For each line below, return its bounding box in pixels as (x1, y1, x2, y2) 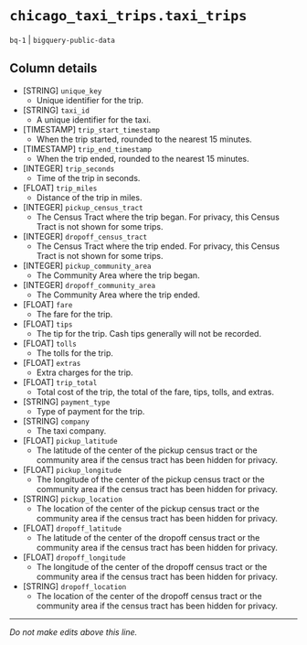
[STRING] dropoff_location (22, 580, 127, 592)
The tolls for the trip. (36, 347, 114, 359)
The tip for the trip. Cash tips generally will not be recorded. (36, 328, 262, 339)
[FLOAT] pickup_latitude (22, 435, 118, 446)
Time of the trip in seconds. (36, 172, 141, 183)
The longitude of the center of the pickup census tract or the (36, 474, 265, 485)
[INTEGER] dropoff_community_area (22, 279, 156, 290)
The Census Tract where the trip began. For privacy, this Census (36, 211, 281, 222)
